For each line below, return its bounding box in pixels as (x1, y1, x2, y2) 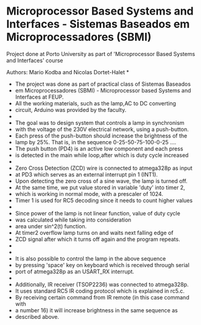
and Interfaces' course (6, 57, 63, 64)
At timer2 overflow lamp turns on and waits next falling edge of (15, 229, 174, 236)
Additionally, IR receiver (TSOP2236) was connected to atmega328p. (15, 281, 189, 288)
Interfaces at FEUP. (15, 93, 64, 100)
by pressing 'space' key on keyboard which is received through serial (15, 261, 190, 268)
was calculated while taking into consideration (15, 216, 132, 223)
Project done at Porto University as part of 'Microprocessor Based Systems (6, 50, 196, 57)
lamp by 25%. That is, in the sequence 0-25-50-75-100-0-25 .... (15, 138, 177, 145)
